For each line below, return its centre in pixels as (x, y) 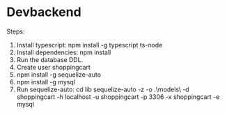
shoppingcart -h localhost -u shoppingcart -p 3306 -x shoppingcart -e (118, 97)
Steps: (16, 31)
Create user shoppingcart (54, 67)
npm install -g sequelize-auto (59, 75)
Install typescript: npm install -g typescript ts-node (89, 45)
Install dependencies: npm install (64, 52)
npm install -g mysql (46, 82)
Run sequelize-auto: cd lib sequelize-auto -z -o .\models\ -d (103, 89)
